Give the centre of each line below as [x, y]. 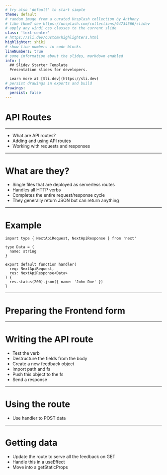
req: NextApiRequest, [32, 269]
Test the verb [26, 353]
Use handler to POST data [39, 418]
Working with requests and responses [51, 146]
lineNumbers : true [24, 51]
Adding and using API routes [42, 141]
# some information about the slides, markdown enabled [64, 56]
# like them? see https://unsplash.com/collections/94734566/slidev [78, 24]
